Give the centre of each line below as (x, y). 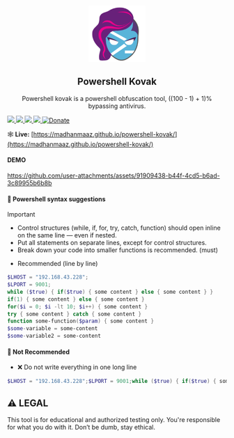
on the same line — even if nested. (67, 235)
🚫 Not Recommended (38, 352)
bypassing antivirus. (117, 106)
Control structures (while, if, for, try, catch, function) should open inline (119, 228)
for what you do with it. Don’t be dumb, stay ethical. (81, 427)
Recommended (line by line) (57, 264)
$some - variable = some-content (53, 329)
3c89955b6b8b (30, 183)
